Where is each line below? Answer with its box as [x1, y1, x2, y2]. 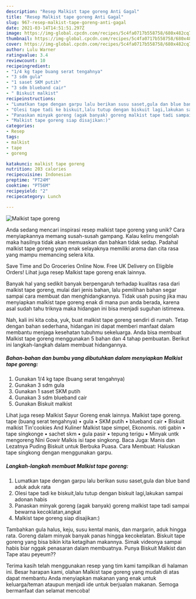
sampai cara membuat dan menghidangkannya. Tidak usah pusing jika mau [6, 292, 188, 299]
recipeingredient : [6, 63, 51, 69]
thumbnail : [6, 36, 33, 42]
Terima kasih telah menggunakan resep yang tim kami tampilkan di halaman [6, 562, 188, 569]
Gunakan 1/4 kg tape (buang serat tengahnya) [14, 376, 125, 383]
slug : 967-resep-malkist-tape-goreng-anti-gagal [6, 19, 127, 25]
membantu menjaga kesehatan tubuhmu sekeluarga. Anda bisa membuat [6, 329, 182, 336]
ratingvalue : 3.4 [6, 52, 48, 58]
